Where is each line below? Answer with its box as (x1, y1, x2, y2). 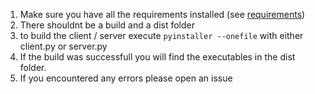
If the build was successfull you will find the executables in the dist (19, 51, 296, 63)
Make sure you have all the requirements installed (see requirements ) (19, 9, 306, 20)
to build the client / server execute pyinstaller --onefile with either (19, 30, 304, 41)
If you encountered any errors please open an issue (19, 72, 233, 84)
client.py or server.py (19, 40, 108, 52)
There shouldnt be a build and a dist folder (19, 19, 195, 31)
